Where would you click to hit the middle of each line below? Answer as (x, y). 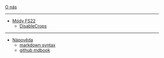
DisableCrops (33, 26)
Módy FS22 (24, 21)
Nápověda (22, 40)
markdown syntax (37, 45)
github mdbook (35, 50)
